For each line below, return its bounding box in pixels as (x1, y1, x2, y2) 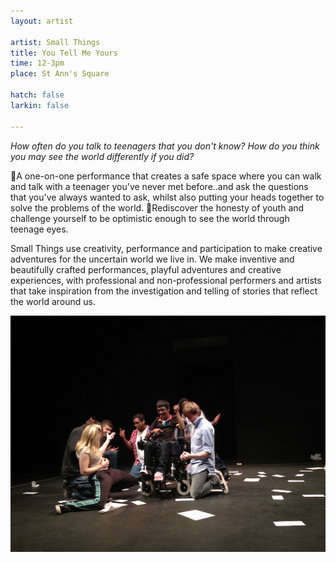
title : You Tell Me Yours (10, 48, 118, 58)
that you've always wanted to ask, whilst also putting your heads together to (10, 191, 325, 203)
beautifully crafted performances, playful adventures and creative (10, 263, 282, 275)
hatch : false (10, 90, 65, 100)
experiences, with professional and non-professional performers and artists (10, 274, 322, 286)
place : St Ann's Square (10, 69, 110, 79)
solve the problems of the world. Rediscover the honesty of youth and (10, 201, 305, 214)
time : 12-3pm (10, 58, 65, 69)
